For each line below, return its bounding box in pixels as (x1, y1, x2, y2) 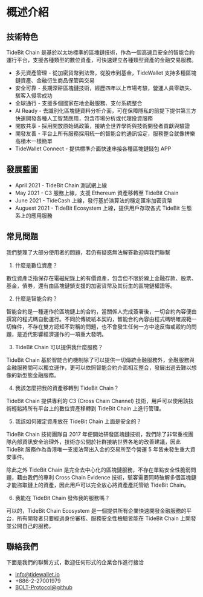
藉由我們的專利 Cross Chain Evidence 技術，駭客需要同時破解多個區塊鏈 (16, 473, 197, 481)
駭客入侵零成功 (14, 92, 53, 99)
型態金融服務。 (22, 371, 59, 379)
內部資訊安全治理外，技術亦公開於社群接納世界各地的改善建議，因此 (11, 438, 181, 445)
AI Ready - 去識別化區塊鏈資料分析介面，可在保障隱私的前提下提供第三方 (14, 107, 196, 114)
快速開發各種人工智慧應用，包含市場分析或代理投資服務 (14, 115, 153, 122)
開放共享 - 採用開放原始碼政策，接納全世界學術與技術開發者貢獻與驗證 (14, 122, 190, 129)
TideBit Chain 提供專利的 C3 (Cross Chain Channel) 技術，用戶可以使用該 (6, 397, 188, 404)
